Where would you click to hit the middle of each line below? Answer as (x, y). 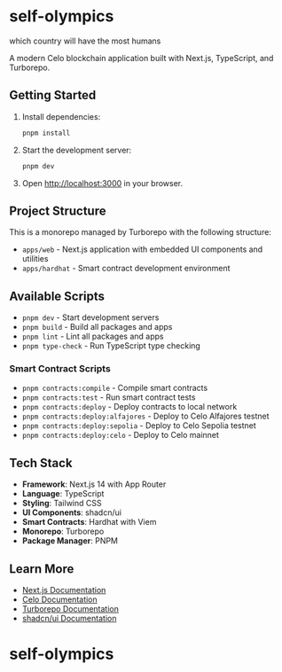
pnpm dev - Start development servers (90, 317)
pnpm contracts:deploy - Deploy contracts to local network (129, 407)
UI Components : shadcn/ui (72, 512)
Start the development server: (77, 150)
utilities (35, 259)
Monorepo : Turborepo (63, 531)
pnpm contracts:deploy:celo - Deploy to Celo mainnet (121, 435)
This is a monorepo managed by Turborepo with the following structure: (141, 232)
